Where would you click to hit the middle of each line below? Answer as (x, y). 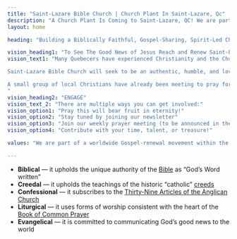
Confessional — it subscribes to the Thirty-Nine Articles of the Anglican (122, 192)
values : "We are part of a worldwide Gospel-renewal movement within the (118, 143)
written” (29, 176)
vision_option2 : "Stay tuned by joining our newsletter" (93, 117)
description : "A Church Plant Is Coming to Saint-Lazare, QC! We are (112, 20)
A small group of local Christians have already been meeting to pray (113, 85)
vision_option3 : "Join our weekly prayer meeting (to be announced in (113, 124)
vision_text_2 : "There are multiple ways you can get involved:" (105, 104)
